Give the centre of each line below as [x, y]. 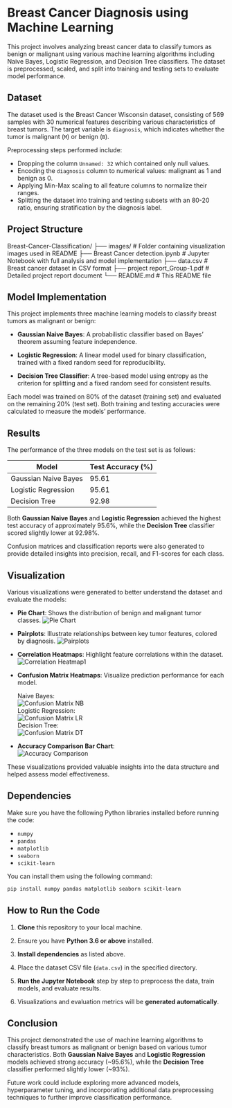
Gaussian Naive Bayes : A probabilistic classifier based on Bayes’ [110, 334]
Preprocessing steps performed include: [65, 149]
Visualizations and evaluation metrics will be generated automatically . [118, 1001]
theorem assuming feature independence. [77, 342]
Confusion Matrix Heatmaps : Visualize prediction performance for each [121, 675]
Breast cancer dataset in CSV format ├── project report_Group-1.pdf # [108, 268]
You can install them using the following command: [80, 876]
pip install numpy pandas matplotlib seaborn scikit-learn [94, 889]
